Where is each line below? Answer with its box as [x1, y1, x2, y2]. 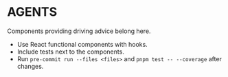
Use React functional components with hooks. [16, 40, 148, 48]
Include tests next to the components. [16, 47, 125, 56]
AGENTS [7, 4, 57, 20]
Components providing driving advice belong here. [7, 27, 151, 35]
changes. [16, 62, 44, 70]
